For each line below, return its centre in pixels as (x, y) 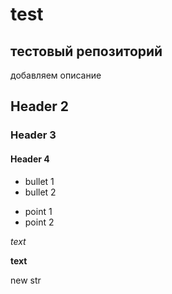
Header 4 (30, 159)
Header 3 (33, 135)
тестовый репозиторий (86, 51)
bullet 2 (40, 192)
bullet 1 (39, 181)
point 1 (38, 211)
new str (26, 280)
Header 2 (40, 106)
